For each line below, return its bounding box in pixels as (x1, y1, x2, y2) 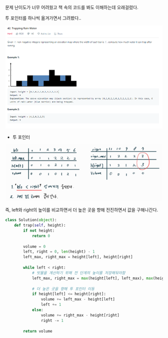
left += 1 (40, 302, 61, 307)
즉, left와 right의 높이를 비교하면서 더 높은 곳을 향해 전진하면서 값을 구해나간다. (5, 207, 158, 213)
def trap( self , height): (14, 223, 66, 228)
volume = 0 (23, 244, 46, 249)
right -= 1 (40, 318, 64, 323)
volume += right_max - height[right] (40, 312, 120, 317)
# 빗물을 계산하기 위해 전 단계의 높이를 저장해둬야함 (31, 270, 125, 275)
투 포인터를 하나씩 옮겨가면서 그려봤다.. (5, 15, 81, 21)
